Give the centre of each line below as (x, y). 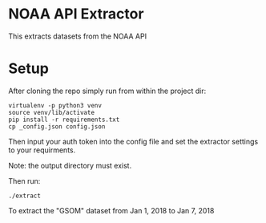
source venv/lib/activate (51, 112)
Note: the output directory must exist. (70, 165)
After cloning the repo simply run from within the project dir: (107, 91)
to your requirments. (42, 150)
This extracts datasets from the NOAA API (77, 36)
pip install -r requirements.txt (64, 120)
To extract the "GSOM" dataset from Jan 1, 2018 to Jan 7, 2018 (111, 210)
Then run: (24, 180)
